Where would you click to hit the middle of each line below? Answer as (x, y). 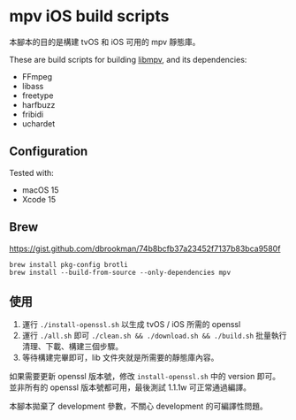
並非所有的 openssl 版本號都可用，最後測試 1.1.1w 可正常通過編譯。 (130, 387)
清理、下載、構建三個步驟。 (72, 347)
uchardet (38, 123)
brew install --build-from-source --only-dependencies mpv (120, 272)
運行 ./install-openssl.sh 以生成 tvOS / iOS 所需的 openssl (131, 325)
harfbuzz (38, 104)
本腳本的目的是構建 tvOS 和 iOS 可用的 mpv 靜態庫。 (105, 42)
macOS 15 (40, 190)
